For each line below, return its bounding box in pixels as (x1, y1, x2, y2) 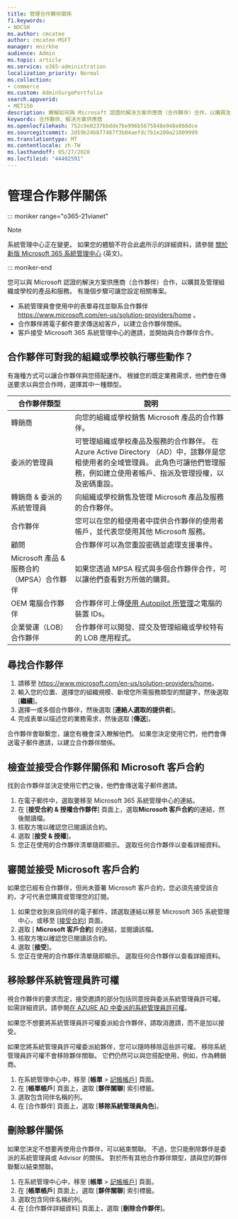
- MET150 (7, 103, 33, 110)
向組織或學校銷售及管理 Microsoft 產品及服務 (74, 492, 225, 501)
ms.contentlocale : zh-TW (7, 142, 81, 149)
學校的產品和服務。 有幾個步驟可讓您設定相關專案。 (19, 286, 171, 295)
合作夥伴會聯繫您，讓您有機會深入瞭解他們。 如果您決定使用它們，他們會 (7, 730, 220, 738)
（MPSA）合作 (11, 574, 60, 584)
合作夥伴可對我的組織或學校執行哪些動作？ (7, 351, 193, 363)
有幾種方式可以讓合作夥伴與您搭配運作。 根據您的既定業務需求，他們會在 (7, 371, 220, 380)
